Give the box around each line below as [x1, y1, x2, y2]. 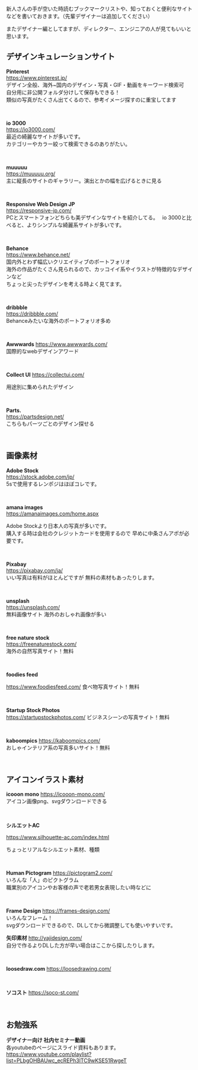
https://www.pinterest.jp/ [6, 74, 67, 81]
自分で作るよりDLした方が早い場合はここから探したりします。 [6, 942, 158, 949]
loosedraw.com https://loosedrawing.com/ [6, 965, 111, 973]
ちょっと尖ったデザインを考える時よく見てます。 [6, 280, 125, 287]
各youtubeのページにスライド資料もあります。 [6, 1044, 120, 1051]
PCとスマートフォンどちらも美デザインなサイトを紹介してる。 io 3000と [6, 213, 187, 221]
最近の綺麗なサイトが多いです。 [6, 133, 84, 140]
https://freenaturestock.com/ [6, 640, 77, 647]
